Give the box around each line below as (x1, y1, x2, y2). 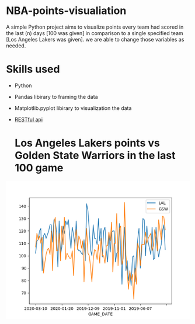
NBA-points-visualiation (6, 4, 127, 18)
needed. (6, 42, 26, 49)
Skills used (6, 63, 60, 76)
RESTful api (14, 116, 43, 123)
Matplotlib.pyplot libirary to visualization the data (14, 104, 132, 112)
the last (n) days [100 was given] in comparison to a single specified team (6, 29, 184, 36)
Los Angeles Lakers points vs (14, 136, 161, 150)
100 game (14, 161, 64, 175)
